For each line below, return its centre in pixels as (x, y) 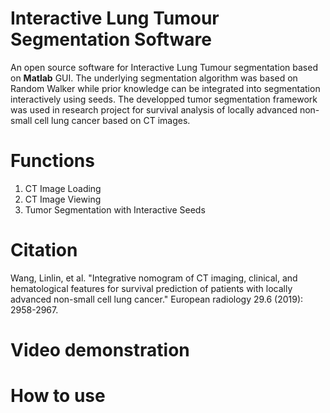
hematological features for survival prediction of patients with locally (151, 288)
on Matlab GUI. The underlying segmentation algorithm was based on (154, 78)
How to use (58, 396)
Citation (44, 250)
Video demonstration (100, 350)
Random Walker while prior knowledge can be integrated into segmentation (165, 88)
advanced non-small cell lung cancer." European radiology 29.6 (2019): (157, 299)
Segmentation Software (111, 39)
